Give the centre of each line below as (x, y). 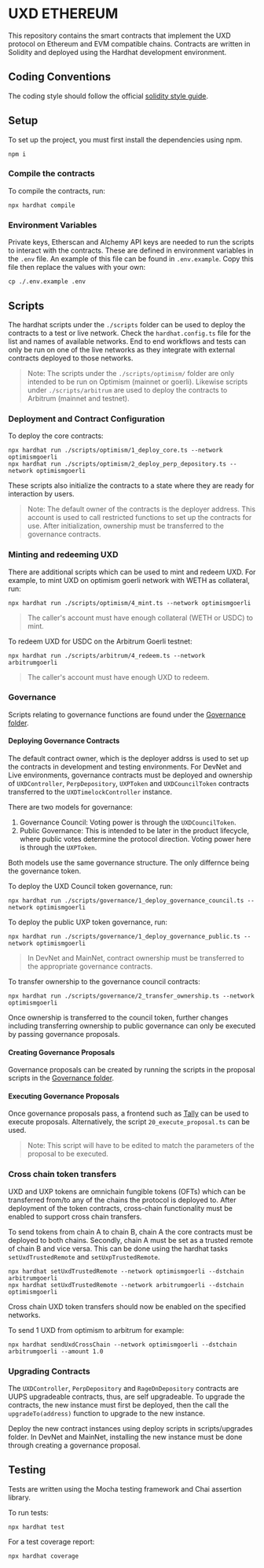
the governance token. (45, 871)
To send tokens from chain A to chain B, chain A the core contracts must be (130, 1231)
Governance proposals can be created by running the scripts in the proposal (132, 1070)
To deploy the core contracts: (56, 436)
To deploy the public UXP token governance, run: (88, 922)
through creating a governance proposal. (75, 1445)
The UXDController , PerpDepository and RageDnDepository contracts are (124, 1389)
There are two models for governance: (70, 807)
